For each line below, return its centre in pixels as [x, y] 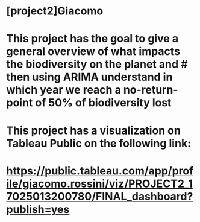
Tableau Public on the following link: [99, 143]
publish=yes [38, 209]
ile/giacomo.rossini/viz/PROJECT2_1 [99, 184]
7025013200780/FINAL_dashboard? [100, 196]
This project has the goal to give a [92, 39]
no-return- [151, 90]
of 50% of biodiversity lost [103, 103]
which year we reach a [64, 90]
